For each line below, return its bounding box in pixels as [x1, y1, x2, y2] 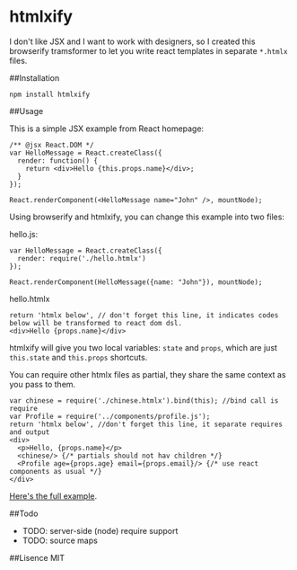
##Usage [9, 105, 44, 116]
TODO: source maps [22, 535, 99, 546]
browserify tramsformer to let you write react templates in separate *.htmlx [9, 45, 288, 56]
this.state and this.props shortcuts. [9, 352, 148, 362]
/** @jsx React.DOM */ [9, 140, 94, 149]
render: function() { [17, 156, 99, 165]
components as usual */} [9, 467, 102, 476]
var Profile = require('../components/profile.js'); [9, 412, 211, 421]
